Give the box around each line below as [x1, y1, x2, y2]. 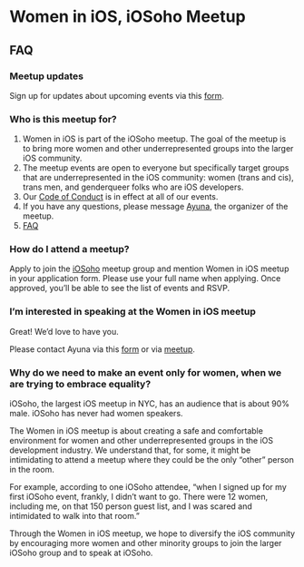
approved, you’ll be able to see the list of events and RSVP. [9, 283, 230, 294]
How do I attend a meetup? [9, 243, 130, 256]
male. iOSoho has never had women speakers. [9, 408, 183, 419]
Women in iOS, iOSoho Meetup [9, 6, 247, 27]
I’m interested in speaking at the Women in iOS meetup [9, 306, 256, 318]
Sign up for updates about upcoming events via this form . [9, 90, 225, 101]
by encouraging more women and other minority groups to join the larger [9, 538, 282, 549]
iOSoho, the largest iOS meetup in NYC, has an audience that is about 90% [9, 398, 290, 409]
